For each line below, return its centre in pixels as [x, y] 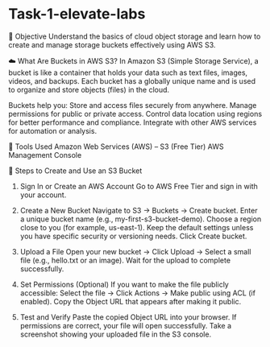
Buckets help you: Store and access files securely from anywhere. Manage [133, 105]
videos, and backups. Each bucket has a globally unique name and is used [132, 81]
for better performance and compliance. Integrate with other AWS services [133, 122]
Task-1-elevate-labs [77, 14]
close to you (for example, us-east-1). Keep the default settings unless [137, 227]
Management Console [45, 155]
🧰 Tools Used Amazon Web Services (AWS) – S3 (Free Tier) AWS [116, 147]
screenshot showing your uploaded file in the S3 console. [116, 334]
